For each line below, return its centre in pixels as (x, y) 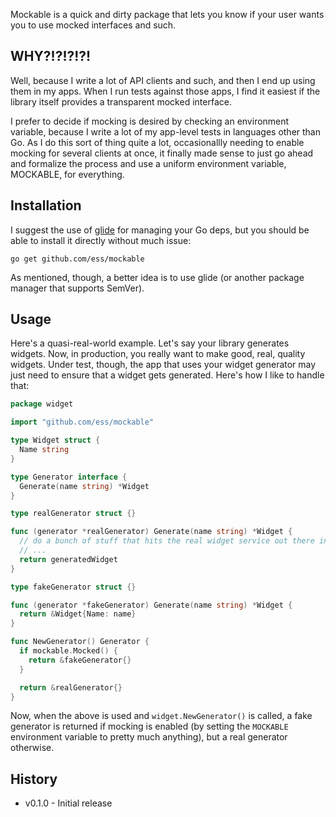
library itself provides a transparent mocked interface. (121, 101)
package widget (42, 404)
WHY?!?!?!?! (51, 56)
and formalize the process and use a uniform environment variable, (148, 163)
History (34, 779)
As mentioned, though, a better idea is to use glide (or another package (157, 277)
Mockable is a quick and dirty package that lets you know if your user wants (167, 14)
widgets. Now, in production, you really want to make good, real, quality (158, 354)
